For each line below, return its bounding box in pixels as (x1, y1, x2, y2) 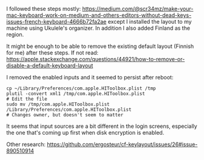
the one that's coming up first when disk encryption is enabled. (6, 129, 165, 136)
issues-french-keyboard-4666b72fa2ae (6, 18, 107, 25)
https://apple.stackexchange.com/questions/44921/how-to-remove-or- (6, 56, 185, 62)
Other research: (6, 141, 46, 148)
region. (6, 31, 24, 38)
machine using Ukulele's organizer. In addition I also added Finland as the (6, 24, 190, 32)
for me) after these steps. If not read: (6, 49, 99, 56)
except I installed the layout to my (107, 18, 192, 25)
